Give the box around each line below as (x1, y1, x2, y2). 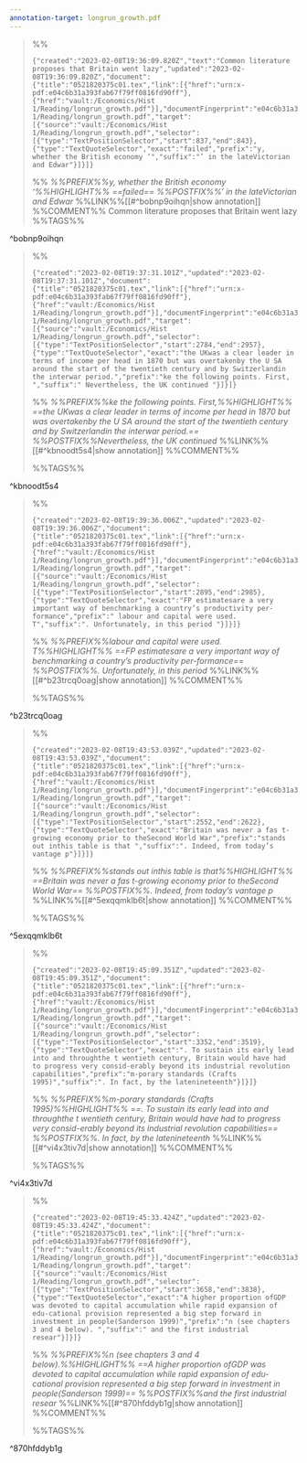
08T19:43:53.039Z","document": (31, 753, 152, 763)
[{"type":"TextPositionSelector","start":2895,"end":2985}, (31, 587, 266, 597)
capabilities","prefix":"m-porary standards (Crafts (31, 1069, 238, 1079)
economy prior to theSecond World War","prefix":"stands (65, 833, 286, 842)
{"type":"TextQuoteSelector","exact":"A (31, 1293, 188, 1302)
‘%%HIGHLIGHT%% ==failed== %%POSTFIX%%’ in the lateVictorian (31, 186, 297, 197)
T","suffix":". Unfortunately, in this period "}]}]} (31, 619, 241, 629)
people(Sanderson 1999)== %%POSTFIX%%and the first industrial (31, 1387, 287, 1399)
